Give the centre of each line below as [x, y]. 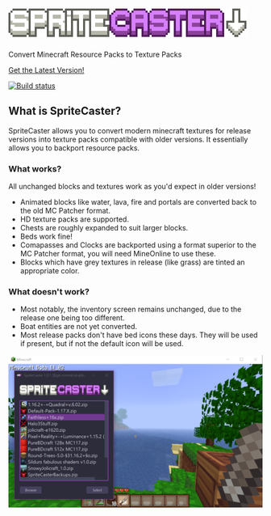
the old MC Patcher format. [65, 211]
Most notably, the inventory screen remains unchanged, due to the [131, 309]
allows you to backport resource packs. [74, 148]
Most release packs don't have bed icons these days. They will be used [139, 335]
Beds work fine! [46, 237]
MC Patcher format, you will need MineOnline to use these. [118, 254]
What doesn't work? [49, 291]
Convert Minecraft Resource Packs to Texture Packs [95, 54]
